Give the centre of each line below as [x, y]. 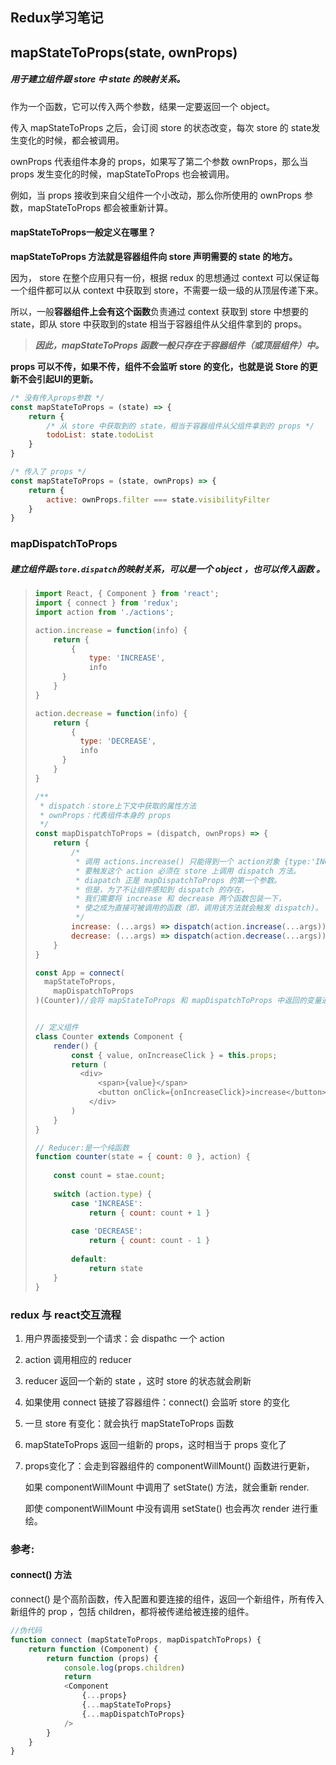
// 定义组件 [56, 1028]
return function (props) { [102, 1658]
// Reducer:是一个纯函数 [82, 1148]
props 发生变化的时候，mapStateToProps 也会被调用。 [122, 174]
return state [115, 1268]
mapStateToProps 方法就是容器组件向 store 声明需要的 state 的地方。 [154, 256]
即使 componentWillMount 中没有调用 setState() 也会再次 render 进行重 [171, 1508]
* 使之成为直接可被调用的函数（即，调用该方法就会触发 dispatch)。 [199, 908]
